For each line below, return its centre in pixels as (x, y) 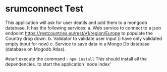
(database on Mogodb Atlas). (36, 49)
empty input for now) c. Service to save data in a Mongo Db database (77, 43)
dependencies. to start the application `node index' (58, 64)
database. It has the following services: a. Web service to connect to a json (83, 27)
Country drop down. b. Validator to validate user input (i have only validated (84, 38)
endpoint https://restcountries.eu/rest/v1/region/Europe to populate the (79, 33)
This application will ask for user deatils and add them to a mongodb (76, 22)
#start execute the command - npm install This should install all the (76, 58)
